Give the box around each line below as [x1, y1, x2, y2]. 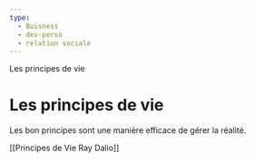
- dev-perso [17, 30, 64, 39]
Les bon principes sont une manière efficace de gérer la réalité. [9, 125, 247, 136]
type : [9, 13, 30, 23]
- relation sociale [17, 38, 92, 48]
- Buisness [17, 22, 59, 31]
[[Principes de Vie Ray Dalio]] [9, 142, 120, 154]
